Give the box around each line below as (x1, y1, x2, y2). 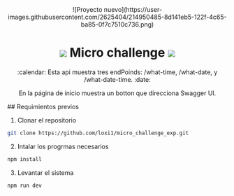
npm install (7, 155, 42, 162)
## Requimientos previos (7, 102, 79, 111)
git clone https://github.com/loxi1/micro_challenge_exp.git (7, 129, 189, 136)
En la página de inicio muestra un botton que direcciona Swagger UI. (18, 89, 217, 97)
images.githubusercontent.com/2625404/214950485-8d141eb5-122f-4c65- (8, 13, 227, 21)
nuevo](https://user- (103, 6, 163, 13)
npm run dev (7, 182, 42, 189)
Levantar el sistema (17, 168, 74, 176)
